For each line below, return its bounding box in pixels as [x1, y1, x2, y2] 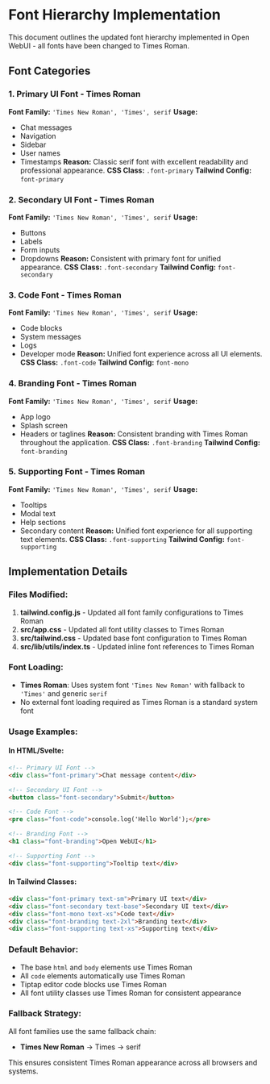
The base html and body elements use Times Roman [19, 962, 193, 972]
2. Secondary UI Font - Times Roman [8, 194, 155, 205]
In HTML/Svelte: [8, 746, 64, 756]
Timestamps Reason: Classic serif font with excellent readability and [19, 156, 248, 166]
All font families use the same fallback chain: [8, 1026, 157, 1036]
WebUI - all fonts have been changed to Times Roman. [8, 40, 190, 50]
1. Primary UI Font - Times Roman [8, 89, 141, 100]
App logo [19, 411, 51, 421]
